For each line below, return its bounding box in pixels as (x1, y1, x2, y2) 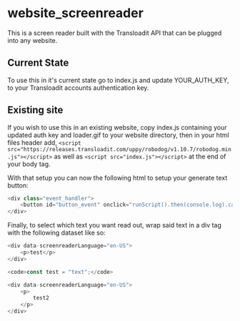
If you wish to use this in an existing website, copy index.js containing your (7, 123, 227, 131)
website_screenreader (7, 5, 144, 21)
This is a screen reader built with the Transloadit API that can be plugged (7, 29, 222, 37)
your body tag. (7, 159, 51, 168)
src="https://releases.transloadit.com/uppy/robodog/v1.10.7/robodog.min (7, 146, 232, 153)
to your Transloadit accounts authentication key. (7, 83, 149, 92)
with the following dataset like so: (7, 228, 106, 237)
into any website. (7, 36, 58, 44)
